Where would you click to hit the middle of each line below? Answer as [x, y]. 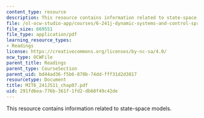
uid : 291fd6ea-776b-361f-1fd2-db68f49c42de [62, 91]
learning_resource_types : [39, 40]
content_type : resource [36, 12]
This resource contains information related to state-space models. [89, 108]
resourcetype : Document [36, 80]
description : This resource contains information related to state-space [102, 18]
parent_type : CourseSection [42, 68]
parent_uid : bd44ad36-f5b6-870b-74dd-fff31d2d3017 [72, 74]
